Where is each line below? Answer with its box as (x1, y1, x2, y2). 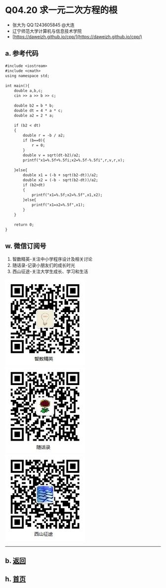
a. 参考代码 (5, 49, 39, 58)
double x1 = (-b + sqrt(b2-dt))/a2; (23, 172, 98, 178)
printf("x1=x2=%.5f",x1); (31, 202, 85, 207)
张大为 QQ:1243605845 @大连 (12, 22, 75, 28)
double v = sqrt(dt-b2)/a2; (23, 152, 81, 158)
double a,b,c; (14, 88, 43, 93)
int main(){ (5, 83, 30, 88)
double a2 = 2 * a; (14, 113, 54, 118)
